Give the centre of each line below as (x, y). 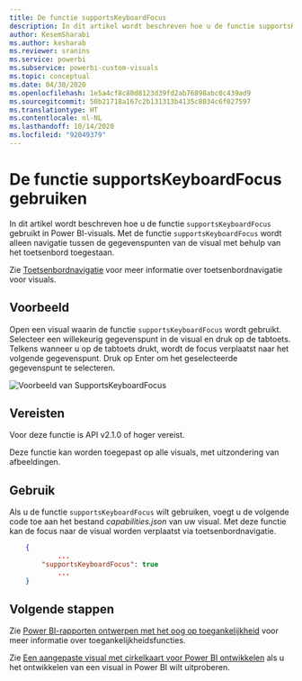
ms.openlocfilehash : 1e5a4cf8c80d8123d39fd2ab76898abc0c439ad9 (130, 93)
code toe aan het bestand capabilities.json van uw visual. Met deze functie (148, 522)
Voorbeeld (40, 308)
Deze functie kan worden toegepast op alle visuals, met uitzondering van (144, 452)
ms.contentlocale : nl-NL (56, 118)
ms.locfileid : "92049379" (58, 135)
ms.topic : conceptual (50, 77)
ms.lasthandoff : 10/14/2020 (62, 127)
